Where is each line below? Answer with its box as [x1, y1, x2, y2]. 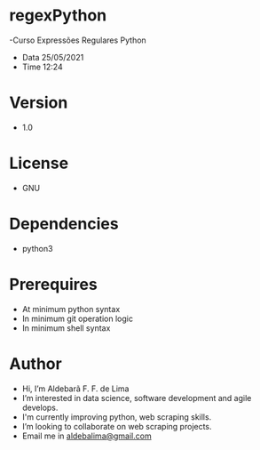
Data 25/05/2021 [21, 52, 84, 62]
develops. [21, 402, 59, 413]
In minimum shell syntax [21, 322, 111, 333]
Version [9, 92, 68, 113]
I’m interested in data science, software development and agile [21, 392, 252, 403]
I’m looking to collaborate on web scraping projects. [21, 421, 212, 431]
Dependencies [9, 214, 119, 234]
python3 [21, 243, 53, 253]
